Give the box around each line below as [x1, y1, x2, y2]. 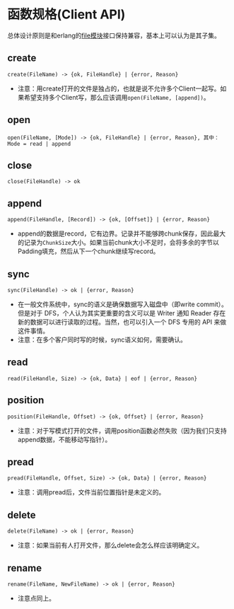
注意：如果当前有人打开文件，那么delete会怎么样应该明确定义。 [17, 541, 204, 550]
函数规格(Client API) [7, 6, 126, 23]
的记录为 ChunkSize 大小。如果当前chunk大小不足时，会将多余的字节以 [17, 238, 219, 247]
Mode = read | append [7, 140, 71, 147]
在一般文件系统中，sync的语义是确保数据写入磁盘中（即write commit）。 [17, 300, 228, 308]
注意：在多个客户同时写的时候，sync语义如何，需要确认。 [17, 335, 187, 344]
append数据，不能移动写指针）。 [17, 435, 112, 443]
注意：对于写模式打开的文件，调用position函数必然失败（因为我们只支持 [17, 426, 228, 435]
